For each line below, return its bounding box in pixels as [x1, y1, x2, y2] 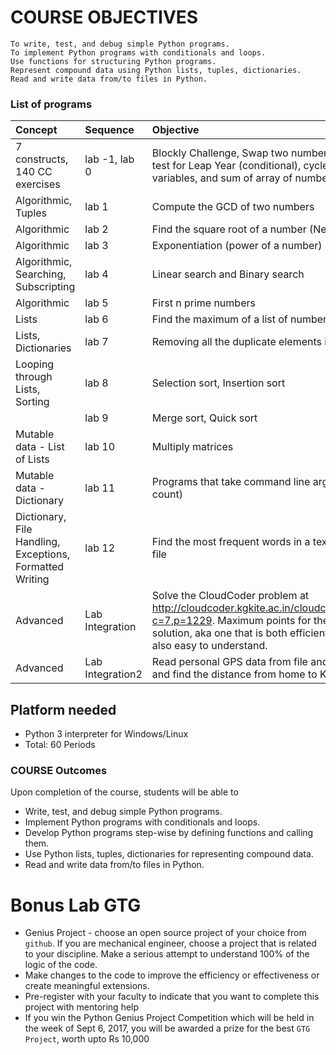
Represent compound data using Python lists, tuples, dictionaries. [10, 65, 302, 75]
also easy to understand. [151, 639, 268, 653]
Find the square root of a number [151, 222, 307, 236]
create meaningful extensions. [24, 980, 150, 992]
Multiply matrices [151, 440, 234, 454]
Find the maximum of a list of [151, 312, 288, 326]
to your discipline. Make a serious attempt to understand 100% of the [24, 948, 310, 960]
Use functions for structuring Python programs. [10, 56, 217, 66]
